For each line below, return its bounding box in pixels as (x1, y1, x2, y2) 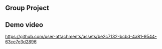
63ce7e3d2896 (5, 39, 37, 45)
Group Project (5, 4, 49, 12)
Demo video (5, 21, 43, 29)
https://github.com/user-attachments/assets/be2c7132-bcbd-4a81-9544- (5, 34, 157, 40)
